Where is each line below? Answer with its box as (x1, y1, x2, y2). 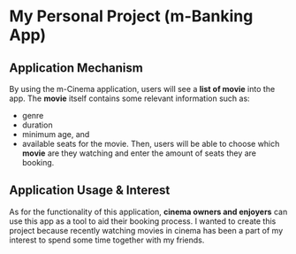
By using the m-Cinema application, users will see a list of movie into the (9, 84, 276, 94)
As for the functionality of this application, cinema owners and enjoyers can (9, 206, 288, 217)
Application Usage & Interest (9, 183, 171, 198)
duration (21, 119, 53, 130)
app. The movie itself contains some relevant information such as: (9, 93, 250, 104)
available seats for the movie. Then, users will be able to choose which (21, 139, 280, 149)
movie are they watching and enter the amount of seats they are (21, 148, 257, 158)
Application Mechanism (9, 60, 143, 75)
